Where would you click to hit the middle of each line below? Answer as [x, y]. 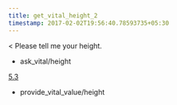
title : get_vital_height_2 [53, 16]
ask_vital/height [45, 61]
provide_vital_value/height [62, 91]
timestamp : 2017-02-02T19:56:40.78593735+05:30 [89, 23]
